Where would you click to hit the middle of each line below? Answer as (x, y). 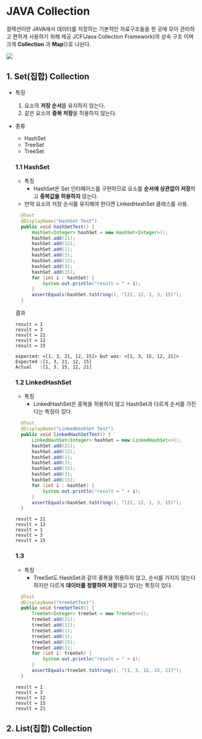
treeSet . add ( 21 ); (54, 619)
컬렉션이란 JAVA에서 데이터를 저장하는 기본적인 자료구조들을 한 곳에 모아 (92, 29)
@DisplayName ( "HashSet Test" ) (59, 221)
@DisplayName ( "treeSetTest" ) (58, 602)
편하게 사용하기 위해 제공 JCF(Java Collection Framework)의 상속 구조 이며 (103, 36)
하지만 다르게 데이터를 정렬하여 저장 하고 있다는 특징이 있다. (103, 585)
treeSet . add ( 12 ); (54, 625)
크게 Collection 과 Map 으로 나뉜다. (49, 44)
